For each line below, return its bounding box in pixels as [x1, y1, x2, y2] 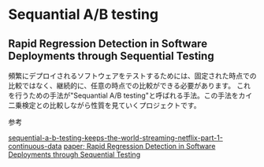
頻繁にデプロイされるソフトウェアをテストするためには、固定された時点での [8, 71, 257, 80]
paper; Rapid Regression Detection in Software [63, 142, 216, 150]
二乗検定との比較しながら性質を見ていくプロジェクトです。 [8, 101, 201, 109]
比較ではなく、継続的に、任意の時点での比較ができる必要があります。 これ [8, 81, 251, 90]
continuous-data [8, 142, 62, 150]
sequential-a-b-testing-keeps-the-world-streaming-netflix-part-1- [8, 133, 223, 143]
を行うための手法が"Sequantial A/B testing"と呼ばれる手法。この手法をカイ [8, 91, 253, 100]
